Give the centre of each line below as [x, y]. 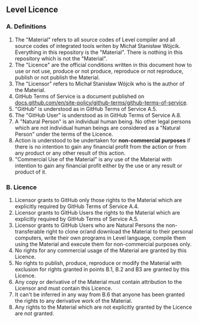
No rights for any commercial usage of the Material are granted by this [100, 250]
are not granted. [34, 313]
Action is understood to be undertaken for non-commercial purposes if [103, 140]
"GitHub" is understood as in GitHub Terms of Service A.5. [86, 108]
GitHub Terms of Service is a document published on [79, 96]
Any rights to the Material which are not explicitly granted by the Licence [103, 307]
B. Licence [22, 187]
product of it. [31, 172]
